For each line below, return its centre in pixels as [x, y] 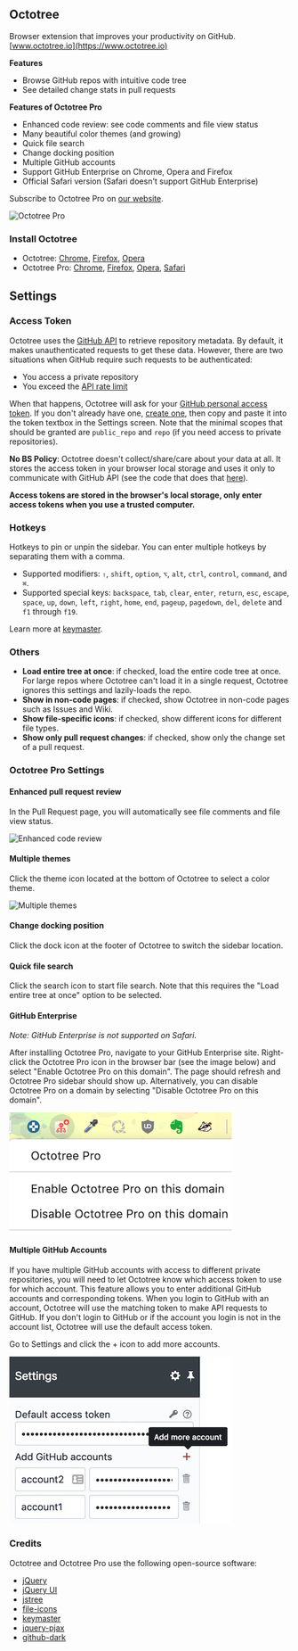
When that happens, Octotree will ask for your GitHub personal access [139, 403]
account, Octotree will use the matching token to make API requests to [138, 1308]
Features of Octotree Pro [56, 107]
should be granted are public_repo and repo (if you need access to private [145, 432]
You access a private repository [81, 376]
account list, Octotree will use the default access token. [111, 1326]
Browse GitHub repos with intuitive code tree [104, 80]
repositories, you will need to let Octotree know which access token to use [145, 1279]
